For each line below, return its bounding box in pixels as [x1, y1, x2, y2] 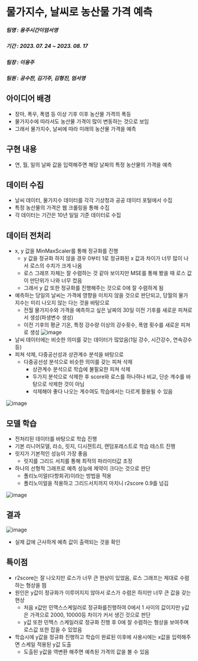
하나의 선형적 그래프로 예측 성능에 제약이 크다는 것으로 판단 [14, 465, 151, 472]
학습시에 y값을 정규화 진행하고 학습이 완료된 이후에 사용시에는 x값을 [14, 633, 171, 640]
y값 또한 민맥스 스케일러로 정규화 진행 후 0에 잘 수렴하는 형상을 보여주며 [23, 618, 189, 625]
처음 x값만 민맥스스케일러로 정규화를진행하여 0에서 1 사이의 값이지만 [23, 604, 180, 611]
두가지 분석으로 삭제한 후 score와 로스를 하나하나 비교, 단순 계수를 [32, 373, 185, 381]
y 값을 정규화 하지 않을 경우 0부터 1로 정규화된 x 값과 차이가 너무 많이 [23, 255, 183, 262]
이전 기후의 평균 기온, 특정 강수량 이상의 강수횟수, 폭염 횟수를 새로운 [23, 321, 180, 328]
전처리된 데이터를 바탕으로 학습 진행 [14, 435, 98, 442]
